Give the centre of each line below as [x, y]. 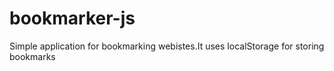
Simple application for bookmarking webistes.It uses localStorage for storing [167, 46]
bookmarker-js [72, 18]
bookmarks [32, 56]
